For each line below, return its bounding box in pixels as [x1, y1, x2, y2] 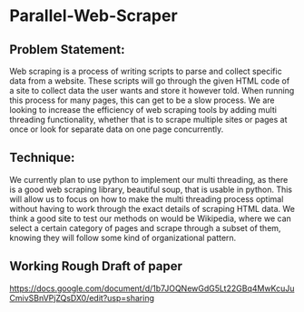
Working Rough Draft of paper [9, 258, 183, 274]
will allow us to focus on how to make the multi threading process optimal [9, 193, 284, 205]
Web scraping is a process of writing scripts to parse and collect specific [9, 65, 283, 76]
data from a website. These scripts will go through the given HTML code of [9, 75, 290, 86]
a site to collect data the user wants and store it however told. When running [9, 86, 295, 96]
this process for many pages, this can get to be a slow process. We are [9, 95, 275, 106]
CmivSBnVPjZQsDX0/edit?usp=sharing [9, 292, 154, 303]
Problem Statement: [9, 42, 125, 57]
